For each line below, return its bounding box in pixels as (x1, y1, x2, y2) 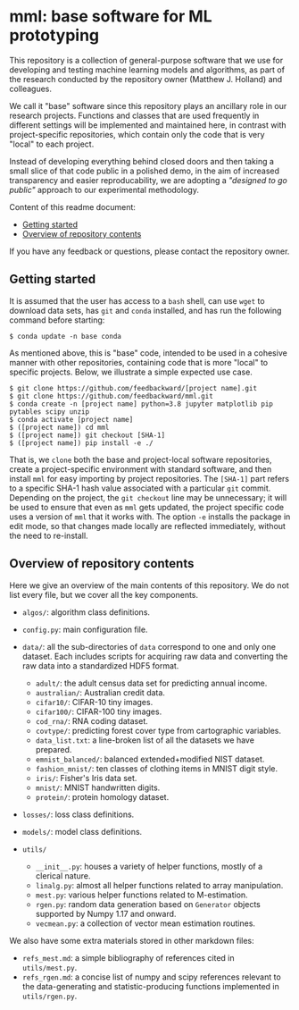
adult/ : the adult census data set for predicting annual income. (35, 678, 268, 688)
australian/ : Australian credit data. (35, 686, 165, 698)
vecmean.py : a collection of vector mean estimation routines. (35, 918, 256, 929)
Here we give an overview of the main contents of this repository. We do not (9, 579, 290, 591)
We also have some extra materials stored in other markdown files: (9, 935, 254, 946)
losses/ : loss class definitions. (21, 809, 135, 820)
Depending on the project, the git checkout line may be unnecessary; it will (9, 492, 287, 502)
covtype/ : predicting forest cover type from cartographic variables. (35, 725, 281, 736)
